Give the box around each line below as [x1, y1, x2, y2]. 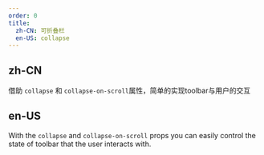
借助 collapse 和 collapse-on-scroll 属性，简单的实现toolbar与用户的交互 [8, 85, 251, 96]
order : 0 [8, 11, 38, 20]
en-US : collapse [15, 34, 70, 42]
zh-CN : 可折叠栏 [15, 26, 66, 34]
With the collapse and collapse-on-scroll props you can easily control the [8, 130, 257, 140]
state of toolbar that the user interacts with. [8, 139, 152, 149]
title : [8, 19, 30, 27]
